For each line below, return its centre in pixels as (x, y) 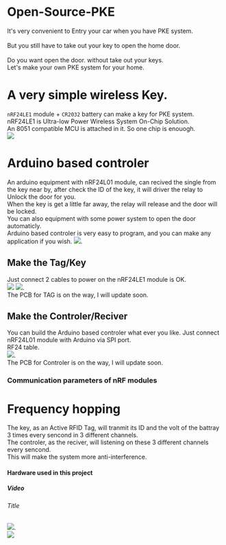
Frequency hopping (64, 409)
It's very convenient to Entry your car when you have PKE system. (100, 31)
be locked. (22, 211)
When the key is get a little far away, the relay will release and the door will (112, 204)
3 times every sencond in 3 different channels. (73, 435)
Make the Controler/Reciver (67, 316)
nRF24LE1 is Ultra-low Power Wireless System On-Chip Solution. (98, 121)
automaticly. (24, 226)
